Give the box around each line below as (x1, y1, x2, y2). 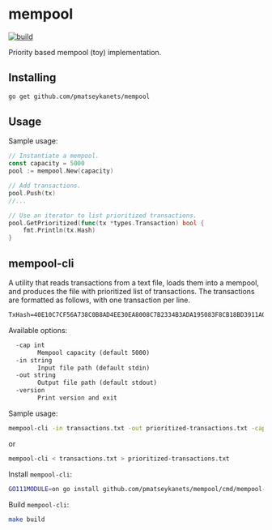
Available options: (8, 325, 68, 335)
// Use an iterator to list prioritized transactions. (8, 212, 198, 220)
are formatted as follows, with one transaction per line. (8, 295, 190, 305)
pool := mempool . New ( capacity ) (8, 167, 114, 175)
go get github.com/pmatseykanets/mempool (8, 92, 151, 100)
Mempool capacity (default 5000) (37, 348, 151, 357)
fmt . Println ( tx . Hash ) (23, 226, 96, 235)
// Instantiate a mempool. (8, 152, 100, 160)
